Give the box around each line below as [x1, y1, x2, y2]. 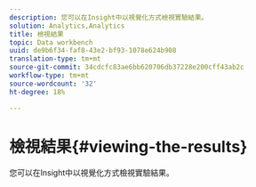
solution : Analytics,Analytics [9, 21, 125, 30]
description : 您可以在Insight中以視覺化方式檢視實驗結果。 [9, 12, 209, 22]
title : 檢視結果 [9, 29, 64, 38]
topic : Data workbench [9, 37, 93, 47]
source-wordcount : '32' [9, 79, 98, 88]
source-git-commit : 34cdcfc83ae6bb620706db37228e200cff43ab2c [9, 63, 244, 72]
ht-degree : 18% [9, 87, 66, 96]
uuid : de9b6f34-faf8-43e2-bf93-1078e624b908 [9, 46, 177, 55]
